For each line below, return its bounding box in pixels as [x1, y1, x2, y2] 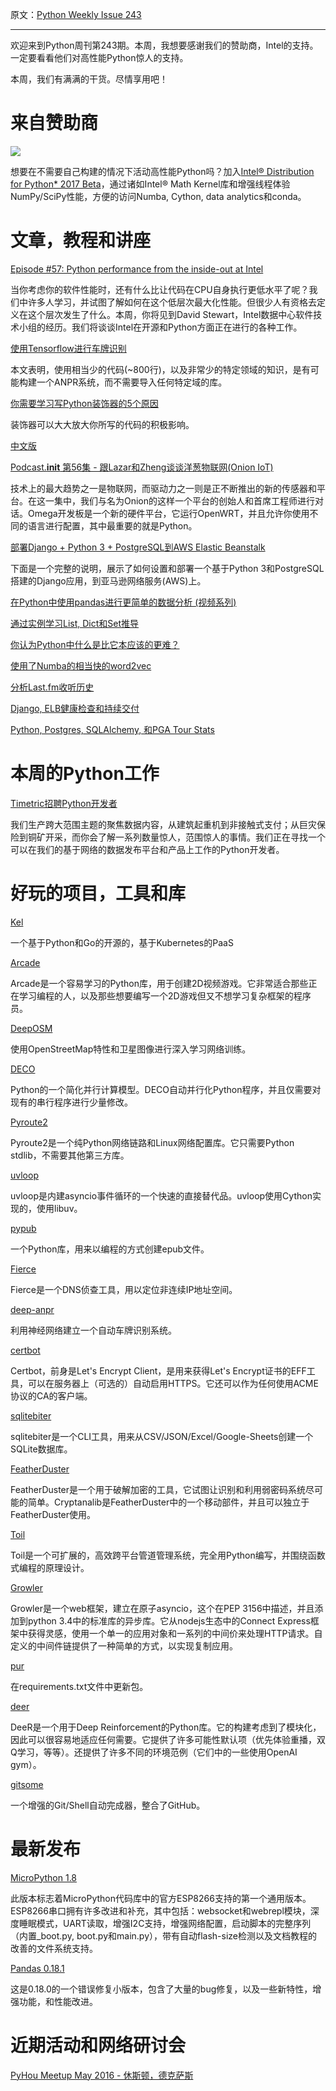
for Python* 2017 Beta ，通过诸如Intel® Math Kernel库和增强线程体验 [10, 178, 291, 190]
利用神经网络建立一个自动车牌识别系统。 [10, 1324, 177, 1336]
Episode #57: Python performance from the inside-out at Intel [10, 263, 264, 275]
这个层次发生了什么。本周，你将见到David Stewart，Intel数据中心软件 [27, 308, 314, 320]
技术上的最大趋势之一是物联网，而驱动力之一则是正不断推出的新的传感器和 [10, 482, 317, 494]
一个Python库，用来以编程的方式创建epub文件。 [10, 1243, 210, 1255]
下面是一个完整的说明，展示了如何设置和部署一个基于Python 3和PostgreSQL [10, 562, 325, 574]
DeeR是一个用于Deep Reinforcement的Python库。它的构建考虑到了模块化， [10, 1721, 322, 1733]
